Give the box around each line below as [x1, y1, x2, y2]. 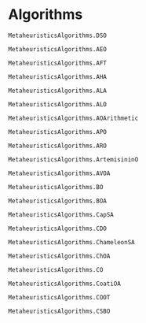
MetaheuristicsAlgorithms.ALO [8, 100, 108, 108]
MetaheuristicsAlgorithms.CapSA [8, 210, 114, 218]
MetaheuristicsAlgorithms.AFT [8, 59, 108, 67]
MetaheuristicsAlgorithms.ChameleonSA [8, 238, 135, 246]
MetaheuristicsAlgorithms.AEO [8, 45, 108, 53]
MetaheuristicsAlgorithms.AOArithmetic [8, 114, 139, 122]
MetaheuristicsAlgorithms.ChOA [8, 252, 111, 260]
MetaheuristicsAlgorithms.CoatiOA [8, 280, 122, 288]
